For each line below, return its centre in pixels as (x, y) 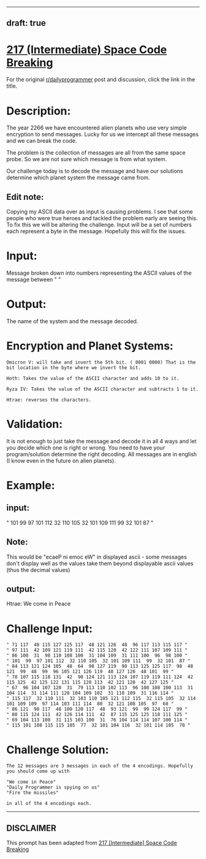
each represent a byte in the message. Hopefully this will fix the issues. (96, 231)
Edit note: (25, 197)
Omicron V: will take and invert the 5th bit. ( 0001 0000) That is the (101, 362)
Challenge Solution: (58, 750)
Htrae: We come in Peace (39, 604)
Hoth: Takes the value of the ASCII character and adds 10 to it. (93, 378)
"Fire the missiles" (33, 793)
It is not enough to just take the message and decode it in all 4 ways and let (101, 441)
